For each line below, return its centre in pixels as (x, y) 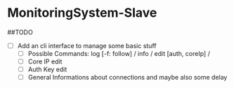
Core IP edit (45, 61)
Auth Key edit (47, 69)
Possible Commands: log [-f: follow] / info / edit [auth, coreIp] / (119, 53)
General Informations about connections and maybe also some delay (128, 78)
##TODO (20, 32)
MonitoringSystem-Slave (82, 13)
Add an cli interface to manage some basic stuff (87, 45)
